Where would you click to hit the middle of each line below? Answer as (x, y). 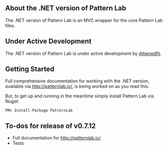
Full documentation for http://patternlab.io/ (57, 138)
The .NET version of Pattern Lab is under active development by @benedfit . (83, 53)
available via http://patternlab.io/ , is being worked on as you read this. (77, 86)
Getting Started (30, 69)
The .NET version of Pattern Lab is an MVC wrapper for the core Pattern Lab (84, 20)
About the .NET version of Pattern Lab (66, 8)
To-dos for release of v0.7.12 (51, 126)
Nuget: (12, 101)
